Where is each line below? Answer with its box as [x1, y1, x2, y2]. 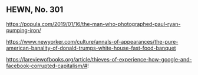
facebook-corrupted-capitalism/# [6, 62, 88, 69]
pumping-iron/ [6, 27, 41, 34]
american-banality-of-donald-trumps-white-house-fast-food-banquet [6, 44, 176, 51]
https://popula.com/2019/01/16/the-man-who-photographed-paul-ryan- [6, 20, 181, 27]
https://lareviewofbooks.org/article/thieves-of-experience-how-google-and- [6, 56, 192, 63]
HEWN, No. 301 [6, 5, 64, 15]
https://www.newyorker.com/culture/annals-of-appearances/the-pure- [6, 38, 179, 45]
